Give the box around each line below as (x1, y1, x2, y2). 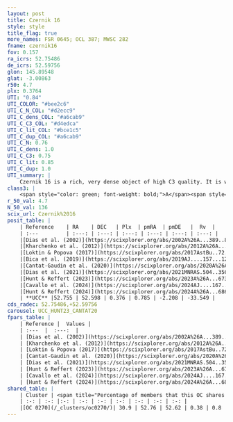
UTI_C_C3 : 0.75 (7, 152, 51, 160)
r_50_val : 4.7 (7, 197, 49, 205)
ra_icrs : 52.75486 (7, 56, 60, 63)
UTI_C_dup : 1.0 (7, 165, 51, 172)
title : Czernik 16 (7, 17, 60, 24)
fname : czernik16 (7, 42, 58, 49)
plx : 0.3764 (7, 88, 42, 95)
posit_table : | (7, 217, 51, 224)
